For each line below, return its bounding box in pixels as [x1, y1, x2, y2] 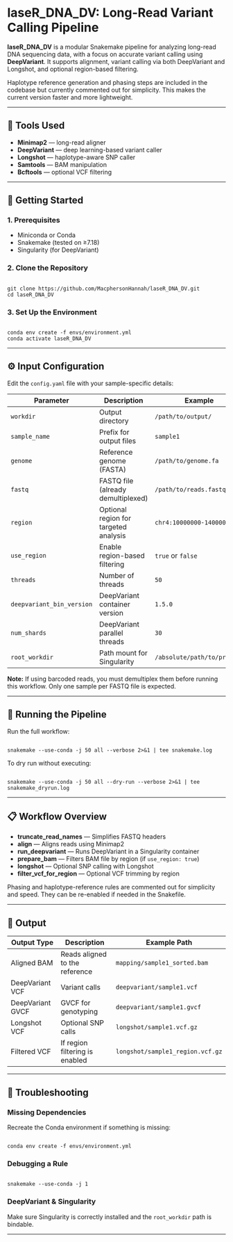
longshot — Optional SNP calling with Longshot [17, 862, 154, 871]
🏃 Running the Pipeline [7, 709, 107, 720]
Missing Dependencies [7, 1107, 87, 1117]
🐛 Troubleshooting [7, 1086, 89, 1098]
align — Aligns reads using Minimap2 [17, 840, 125, 848]
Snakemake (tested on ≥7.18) [17, 239, 100, 247]
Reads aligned [60, 949, 107, 959]
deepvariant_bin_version [10, 600, 93, 608]
